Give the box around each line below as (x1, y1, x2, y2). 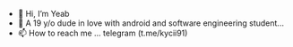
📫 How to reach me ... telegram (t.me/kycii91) (17, 27, 188, 38)
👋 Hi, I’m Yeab (17, 9, 70, 19)
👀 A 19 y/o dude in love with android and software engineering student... (17, 18, 285, 28)
